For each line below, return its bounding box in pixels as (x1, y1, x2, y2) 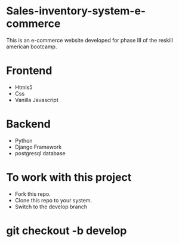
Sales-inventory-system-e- (6, 4, 146, 18)
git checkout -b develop (6, 224, 127, 237)
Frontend (6, 64, 53, 78)
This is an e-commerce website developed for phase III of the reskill (6, 36, 173, 44)
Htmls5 (14, 84, 33, 91)
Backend (6, 118, 51, 131)
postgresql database (14, 149, 66, 156)
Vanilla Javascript (14, 96, 58, 103)
